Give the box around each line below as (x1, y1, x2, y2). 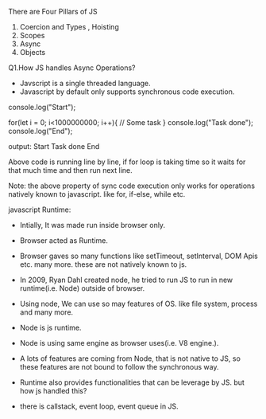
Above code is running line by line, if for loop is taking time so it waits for (8, 157, 246, 166)
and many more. (19, 307, 74, 317)
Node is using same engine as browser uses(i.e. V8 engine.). (19, 339, 219, 347)
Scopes (19, 31, 45, 40)
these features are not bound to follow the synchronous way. (19, 362, 219, 371)
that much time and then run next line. (8, 166, 133, 174)
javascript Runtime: (8, 205, 71, 214)
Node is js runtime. (19, 323, 82, 332)
